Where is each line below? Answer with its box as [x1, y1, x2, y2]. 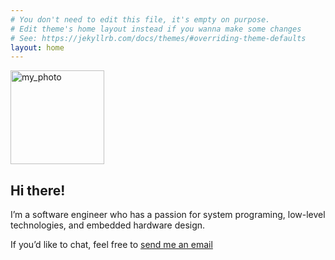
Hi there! [10, 182, 66, 199]
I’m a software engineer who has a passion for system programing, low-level [10, 209, 326, 221]
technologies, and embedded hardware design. [10, 219, 206, 231]
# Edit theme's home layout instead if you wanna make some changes [10, 24, 302, 34]
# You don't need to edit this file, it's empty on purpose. [10, 14, 271, 25]
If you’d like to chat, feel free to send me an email [10, 239, 213, 251]
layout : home [10, 42, 65, 53]
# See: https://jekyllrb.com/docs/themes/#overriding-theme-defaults [10, 33, 307, 43]
